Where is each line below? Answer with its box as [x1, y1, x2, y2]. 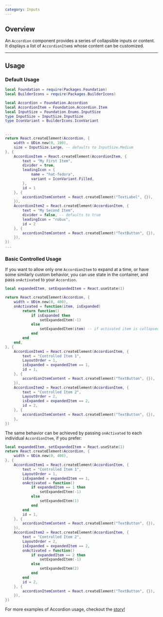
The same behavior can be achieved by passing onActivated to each [5, 430, 142, 436]
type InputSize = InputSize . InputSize [5, 114, 83, 119]
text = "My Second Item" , [22, 208, 75, 213]
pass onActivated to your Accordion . [5, 277, 77, 283]
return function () [22, 308, 60, 313]
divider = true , [22, 163, 55, 168]
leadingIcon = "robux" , [22, 217, 70, 222]
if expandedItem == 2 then [31, 553, 86, 557]
